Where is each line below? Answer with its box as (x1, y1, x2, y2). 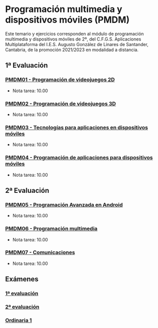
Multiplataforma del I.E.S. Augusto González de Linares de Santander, (5, 41, 148, 47)
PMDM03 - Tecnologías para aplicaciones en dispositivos (5, 124, 148, 131)
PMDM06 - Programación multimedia (5, 225, 97, 232)
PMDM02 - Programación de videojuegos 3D (5, 100, 116, 107)
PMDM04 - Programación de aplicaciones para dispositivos (5, 154, 153, 161)
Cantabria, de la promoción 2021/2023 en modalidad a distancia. (5, 47, 139, 53)
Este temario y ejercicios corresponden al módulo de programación (5, 31, 144, 37)
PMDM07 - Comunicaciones (5, 249, 75, 256)
